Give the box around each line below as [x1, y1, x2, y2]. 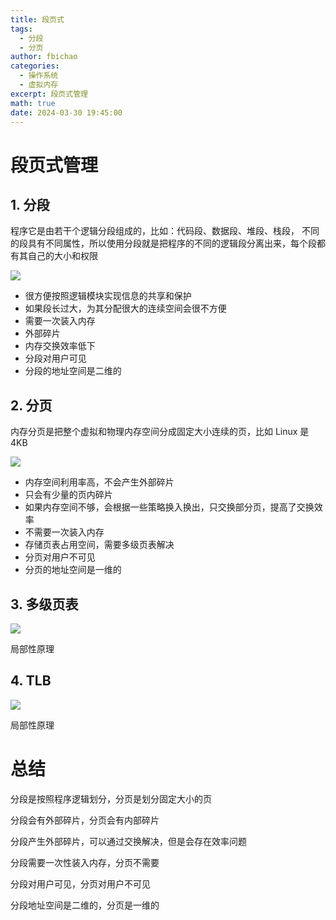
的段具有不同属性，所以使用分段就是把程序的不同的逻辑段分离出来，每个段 [10, 237, 317, 250]
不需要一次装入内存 [24, 526, 105, 538]
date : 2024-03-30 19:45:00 [10, 107, 123, 118]
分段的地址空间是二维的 [24, 365, 122, 377]
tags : [10, 24, 33, 34]
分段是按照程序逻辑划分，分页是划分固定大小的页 [10, 792, 212, 805]
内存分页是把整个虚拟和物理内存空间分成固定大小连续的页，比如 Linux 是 [10, 426, 310, 438]
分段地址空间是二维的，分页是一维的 [10, 899, 160, 911]
